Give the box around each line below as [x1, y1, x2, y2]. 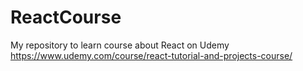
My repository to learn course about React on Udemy [10, 39, 230, 51]
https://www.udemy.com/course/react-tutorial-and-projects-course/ [10, 49, 293, 61]
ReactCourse [10, 6, 122, 29]
